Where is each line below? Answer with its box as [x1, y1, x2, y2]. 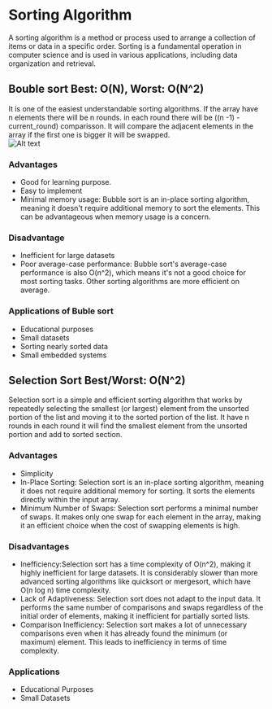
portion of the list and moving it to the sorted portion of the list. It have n [8, 413, 249, 422]
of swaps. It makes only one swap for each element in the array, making [19, 511, 261, 522]
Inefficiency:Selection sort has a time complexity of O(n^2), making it [19, 559, 252, 569]
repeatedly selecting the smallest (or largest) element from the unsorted [8, 404, 249, 414]
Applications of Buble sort [8, 305, 114, 317]
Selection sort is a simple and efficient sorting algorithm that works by [8, 395, 243, 405]
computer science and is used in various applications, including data [8, 50, 238, 59]
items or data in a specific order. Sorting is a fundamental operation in [8, 41, 242, 50]
